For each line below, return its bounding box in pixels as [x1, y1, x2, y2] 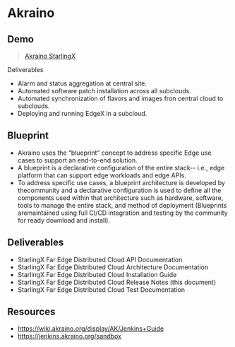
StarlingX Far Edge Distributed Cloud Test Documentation [17, 285, 186, 294]
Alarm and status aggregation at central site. [17, 79, 147, 88]
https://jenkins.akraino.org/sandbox [17, 332, 122, 341]
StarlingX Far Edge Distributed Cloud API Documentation [17, 255, 183, 264]
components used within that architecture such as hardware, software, [17, 193, 224, 202]
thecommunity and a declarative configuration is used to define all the [17, 186, 222, 194]
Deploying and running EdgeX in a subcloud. [17, 110, 147, 117]
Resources [7, 306, 56, 318]
